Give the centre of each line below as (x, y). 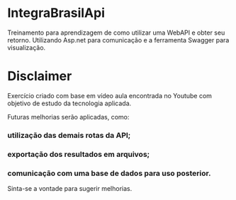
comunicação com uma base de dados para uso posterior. (109, 173)
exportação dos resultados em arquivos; (79, 154)
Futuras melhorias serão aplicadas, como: (68, 117)
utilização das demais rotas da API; (69, 135)
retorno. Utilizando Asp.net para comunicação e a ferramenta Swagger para (118, 40)
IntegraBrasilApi (56, 13)
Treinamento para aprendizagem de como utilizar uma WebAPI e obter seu (116, 33)
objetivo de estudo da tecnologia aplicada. (69, 103)
